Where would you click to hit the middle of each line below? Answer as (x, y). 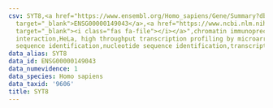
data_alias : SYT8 (38, 54)
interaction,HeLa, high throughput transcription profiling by (125, 39)
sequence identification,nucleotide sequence (94, 46)
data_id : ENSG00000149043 (52, 62)
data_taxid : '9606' (41, 84)
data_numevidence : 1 (43, 69)
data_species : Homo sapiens (56, 76)
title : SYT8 (28, 91)
